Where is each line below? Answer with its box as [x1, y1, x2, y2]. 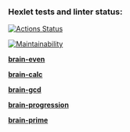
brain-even [8, 54, 45, 64]
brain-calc [8, 70, 43, 79]
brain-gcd [8, 85, 42, 94]
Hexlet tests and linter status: [8, 6, 123, 17]
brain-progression [8, 101, 69, 110]
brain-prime [8, 115, 49, 125]
